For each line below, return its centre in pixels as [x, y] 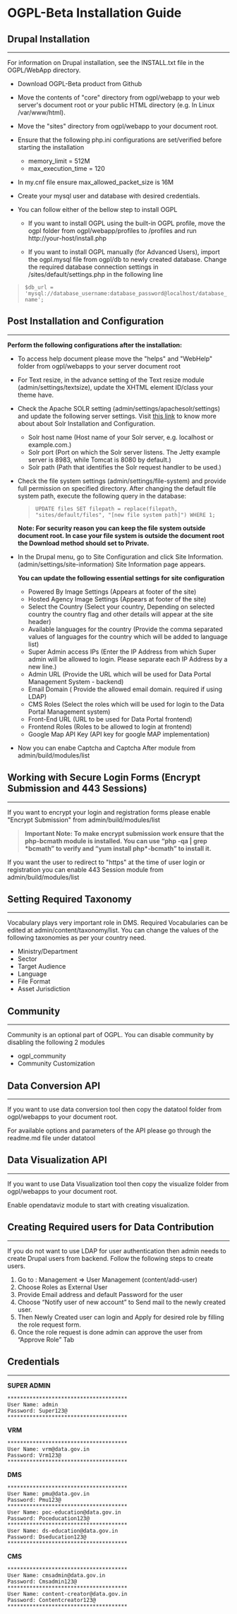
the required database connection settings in [93, 267]
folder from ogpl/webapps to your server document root [99, 366]
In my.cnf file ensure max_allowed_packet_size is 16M [96, 182]
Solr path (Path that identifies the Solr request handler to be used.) [125, 467]
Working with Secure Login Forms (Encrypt [104, 778]
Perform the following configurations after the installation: [95, 345]
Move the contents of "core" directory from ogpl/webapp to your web [119, 97]
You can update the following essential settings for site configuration [121, 578]
